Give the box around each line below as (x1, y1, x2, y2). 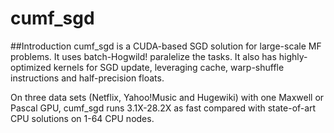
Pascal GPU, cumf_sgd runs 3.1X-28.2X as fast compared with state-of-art (10, 102, 317, 114)
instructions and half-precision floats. (10, 72, 165, 84)
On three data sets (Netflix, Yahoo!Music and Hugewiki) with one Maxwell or (10, 91, 325, 103)
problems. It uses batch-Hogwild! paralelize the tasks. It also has (10, 50, 277, 62)
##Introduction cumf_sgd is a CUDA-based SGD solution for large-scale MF (10, 40, 322, 52)
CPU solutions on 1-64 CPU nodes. (10, 112, 155, 124)
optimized (10, 61, 52, 73)
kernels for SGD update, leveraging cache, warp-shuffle (53, 61, 285, 73)
